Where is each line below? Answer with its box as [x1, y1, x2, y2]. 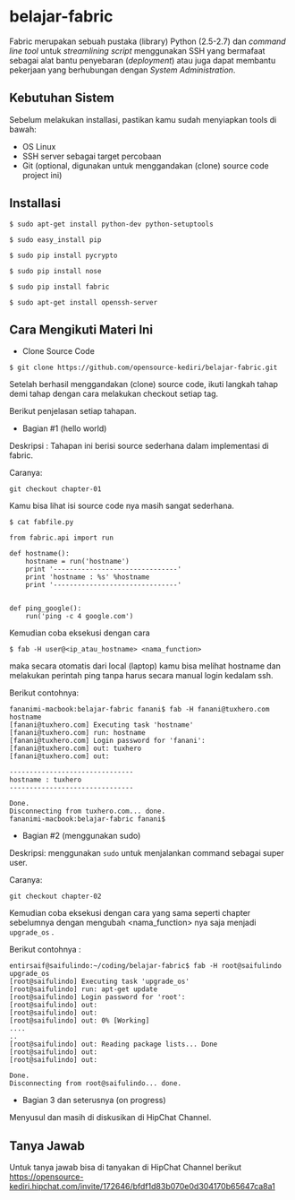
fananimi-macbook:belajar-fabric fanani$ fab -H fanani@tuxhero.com [9, 705, 270, 714]
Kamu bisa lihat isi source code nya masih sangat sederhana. [9, 500, 235, 512]
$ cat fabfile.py [9, 518, 74, 527]
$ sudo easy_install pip [9, 235, 102, 244]
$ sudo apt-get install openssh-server [9, 298, 158, 306]
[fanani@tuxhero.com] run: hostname [9, 729, 146, 738]
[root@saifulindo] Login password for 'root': [9, 993, 186, 1002]
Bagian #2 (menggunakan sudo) [21, 831, 141, 842]
